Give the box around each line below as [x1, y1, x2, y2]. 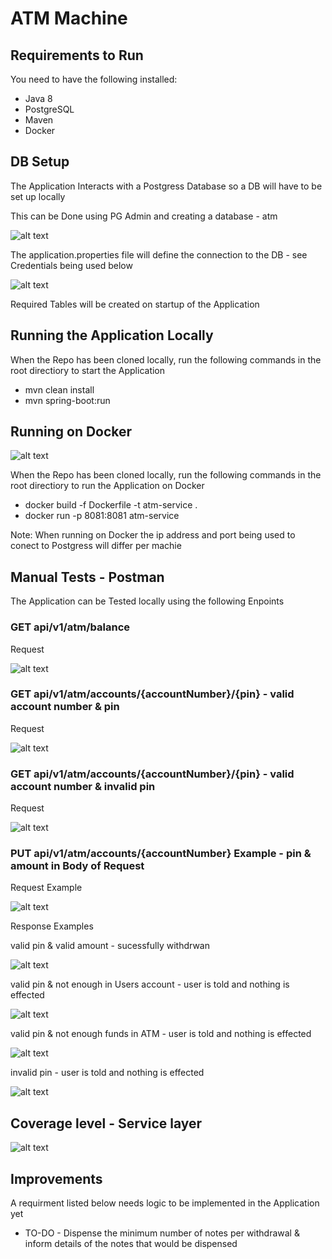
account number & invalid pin [10, 779, 156, 793]
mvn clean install [24, 383, 95, 396]
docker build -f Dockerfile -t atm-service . [24, 499, 198, 511]
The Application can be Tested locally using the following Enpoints [10, 595, 285, 607]
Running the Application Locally [10, 327, 214, 344]
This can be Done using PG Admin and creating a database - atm [10, 210, 278, 222]
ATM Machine [10, 7, 128, 30]
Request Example [10, 882, 83, 894]
